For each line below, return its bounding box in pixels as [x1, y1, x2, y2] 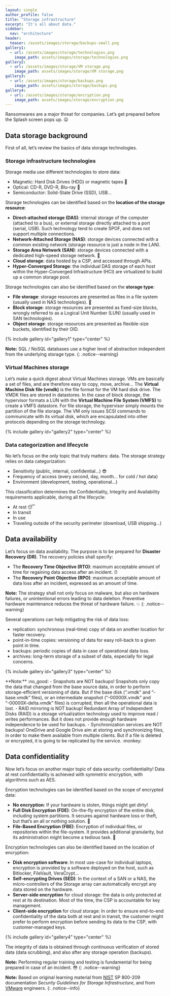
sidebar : [5, 26, 24, 32]
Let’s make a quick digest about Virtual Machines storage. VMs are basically [5, 376, 165, 382]
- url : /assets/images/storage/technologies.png [10, 50, 115, 55]
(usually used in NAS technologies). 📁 [12, 299, 92, 305]
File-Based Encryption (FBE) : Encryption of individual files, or [12, 823, 143, 829]
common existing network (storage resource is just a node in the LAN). [12, 242, 161, 248]
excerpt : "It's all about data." [5, 21, 76, 27]
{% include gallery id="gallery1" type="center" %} [5, 336, 111, 342]
